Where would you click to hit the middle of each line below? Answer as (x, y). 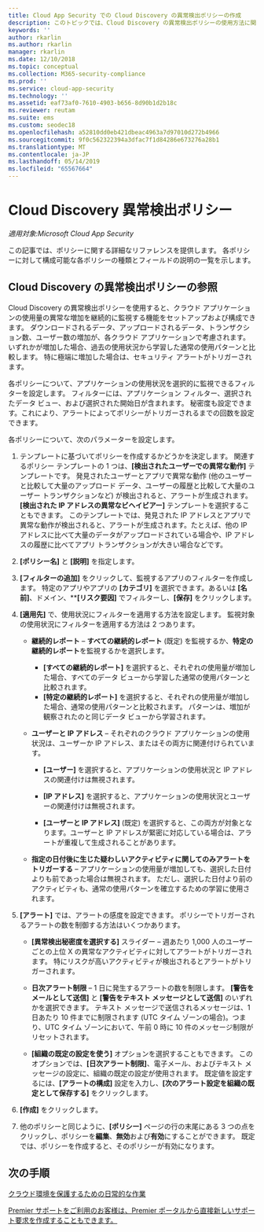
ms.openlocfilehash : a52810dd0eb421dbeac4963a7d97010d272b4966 (114, 132)
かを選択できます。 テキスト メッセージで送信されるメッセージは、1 (141, 1007)
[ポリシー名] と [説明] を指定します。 (79, 561)
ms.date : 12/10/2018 (42, 60)
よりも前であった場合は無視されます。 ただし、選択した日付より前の (142, 878)
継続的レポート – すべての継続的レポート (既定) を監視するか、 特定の (142, 641)
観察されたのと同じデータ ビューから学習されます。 (126, 716)
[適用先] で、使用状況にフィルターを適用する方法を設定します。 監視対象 (137, 614)
